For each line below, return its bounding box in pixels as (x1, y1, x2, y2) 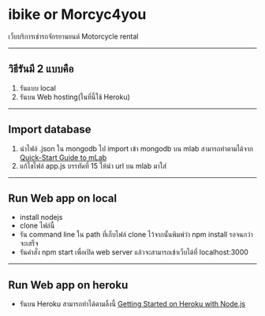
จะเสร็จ (19, 239, 39, 248)
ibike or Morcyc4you (8, 6, 147, 24)
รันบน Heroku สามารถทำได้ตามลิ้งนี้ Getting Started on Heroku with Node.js (19, 299, 246, 309)
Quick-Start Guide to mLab (19, 152, 107, 162)
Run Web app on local (8, 191, 117, 205)
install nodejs (19, 213, 63, 222)
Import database (8, 123, 92, 136)
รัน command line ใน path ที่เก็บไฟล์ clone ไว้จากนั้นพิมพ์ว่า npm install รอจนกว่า (19, 230, 254, 240)
